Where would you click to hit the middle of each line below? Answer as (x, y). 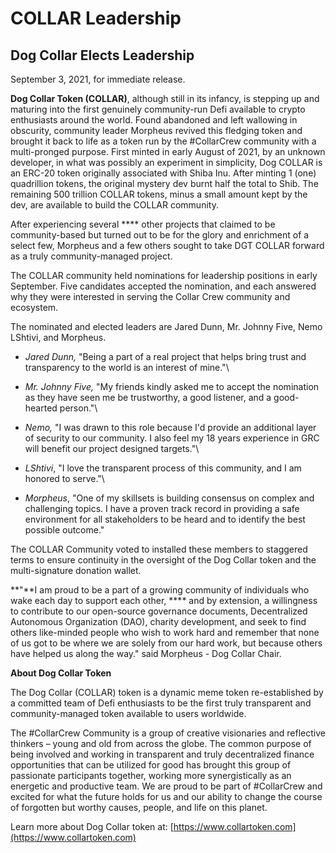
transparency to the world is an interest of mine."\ (127, 367)
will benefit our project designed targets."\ (112, 448)
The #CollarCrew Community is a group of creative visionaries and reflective (168, 733)
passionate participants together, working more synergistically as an (151, 775)
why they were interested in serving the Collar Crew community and (150, 296)
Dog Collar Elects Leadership (102, 55)
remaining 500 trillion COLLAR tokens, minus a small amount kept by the (159, 194)
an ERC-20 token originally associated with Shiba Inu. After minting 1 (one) (163, 173)
